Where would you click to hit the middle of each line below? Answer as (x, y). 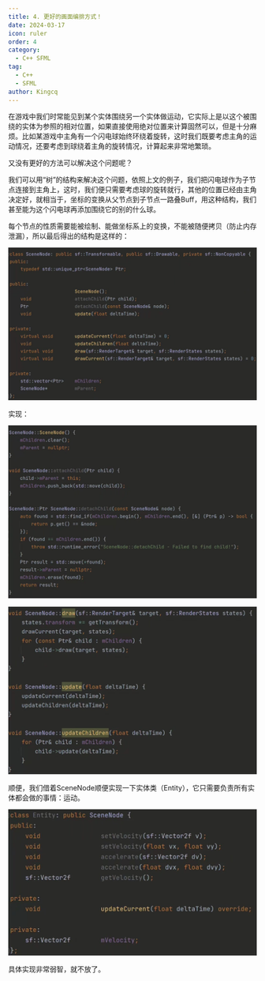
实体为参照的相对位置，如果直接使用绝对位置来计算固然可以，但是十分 (136, 126)
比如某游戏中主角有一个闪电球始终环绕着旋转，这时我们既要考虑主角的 (136, 136)
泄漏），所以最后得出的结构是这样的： (69, 236)
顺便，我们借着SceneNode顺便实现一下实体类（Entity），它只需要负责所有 (128, 788)
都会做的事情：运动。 (49, 798)
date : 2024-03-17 (37, 25)
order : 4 (22, 42)
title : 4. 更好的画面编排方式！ (55, 17)
